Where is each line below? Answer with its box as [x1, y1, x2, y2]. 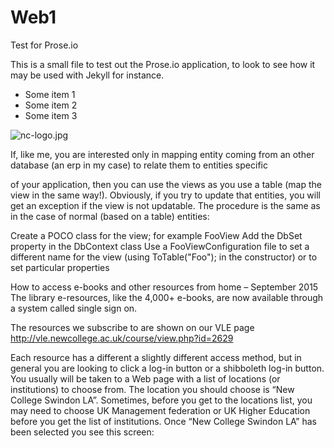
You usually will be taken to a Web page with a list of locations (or [10, 372, 281, 385]
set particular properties [10, 261, 110, 273]
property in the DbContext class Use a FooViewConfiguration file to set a [10, 240, 310, 252]
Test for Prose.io [10, 39, 79, 51]
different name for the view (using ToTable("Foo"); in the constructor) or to [10, 251, 318, 263]
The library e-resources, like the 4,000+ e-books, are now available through [10, 291, 324, 303]
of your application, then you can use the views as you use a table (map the [10, 178, 322, 190]
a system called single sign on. [10, 302, 138, 314]
